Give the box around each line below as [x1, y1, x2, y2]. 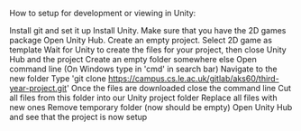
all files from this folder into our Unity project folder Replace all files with [9, 92, 278, 103]
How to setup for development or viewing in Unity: [9, 8, 196, 18]
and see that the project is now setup [9, 112, 148, 122]
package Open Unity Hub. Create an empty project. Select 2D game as [9, 35, 273, 45]
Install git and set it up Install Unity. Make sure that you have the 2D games [9, 25, 287, 35]
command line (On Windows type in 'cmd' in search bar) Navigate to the [9, 63, 278, 74]
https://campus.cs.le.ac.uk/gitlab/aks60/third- [107, 73, 279, 84]
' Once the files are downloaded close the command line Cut [66, 83, 291, 93]
